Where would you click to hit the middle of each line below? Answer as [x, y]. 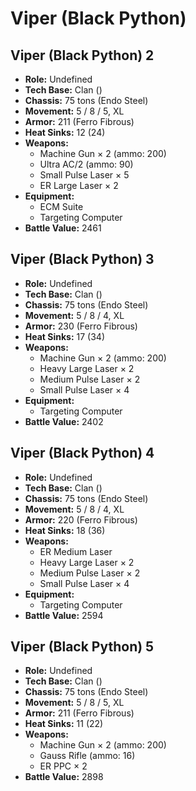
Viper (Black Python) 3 [82, 259]
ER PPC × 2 [63, 766]
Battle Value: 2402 [64, 421]
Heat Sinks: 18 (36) [65, 530]
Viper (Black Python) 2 [82, 55]
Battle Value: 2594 [64, 615]
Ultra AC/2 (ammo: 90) [86, 164]
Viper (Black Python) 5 [82, 647]
